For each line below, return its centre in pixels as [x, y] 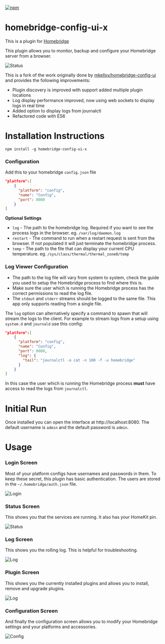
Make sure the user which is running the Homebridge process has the [83, 288]
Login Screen [21, 463]
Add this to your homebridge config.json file [51, 172]
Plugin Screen [22, 572]
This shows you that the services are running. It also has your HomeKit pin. [81, 517]
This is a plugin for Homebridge [37, 41]
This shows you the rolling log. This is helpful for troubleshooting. [71, 550]
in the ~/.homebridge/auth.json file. [41, 484]
